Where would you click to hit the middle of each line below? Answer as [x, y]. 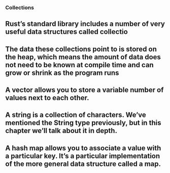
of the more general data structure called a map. [83, 164]
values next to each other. [47, 98]
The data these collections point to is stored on [81, 49]
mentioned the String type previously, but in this [83, 123]
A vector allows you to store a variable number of [84, 90]
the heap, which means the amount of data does [83, 57]
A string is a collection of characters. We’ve [76, 115]
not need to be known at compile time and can [79, 65]
